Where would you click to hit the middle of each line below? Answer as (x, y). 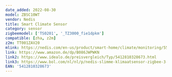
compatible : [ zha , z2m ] (31, 38)
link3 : (12, 62)
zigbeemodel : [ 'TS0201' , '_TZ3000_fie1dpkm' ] (55, 33)
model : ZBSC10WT (23, 15)
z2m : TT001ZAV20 (23, 43)
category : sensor (24, 29)
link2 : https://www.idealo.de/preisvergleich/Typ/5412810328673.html (81, 57)
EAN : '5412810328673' (28, 66)
